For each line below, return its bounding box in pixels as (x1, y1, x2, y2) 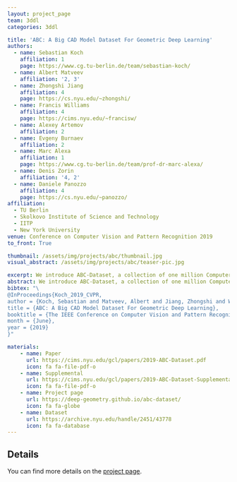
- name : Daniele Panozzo (13, 181, 87, 188)
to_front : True (7, 239, 52, 247)
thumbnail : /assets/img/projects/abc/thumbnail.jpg (7, 252, 162, 260)
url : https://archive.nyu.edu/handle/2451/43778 (25, 416, 172, 423)
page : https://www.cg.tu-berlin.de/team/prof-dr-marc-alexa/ (20, 161, 203, 168)
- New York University (13, 227, 80, 234)
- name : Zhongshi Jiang (13, 82, 83, 89)
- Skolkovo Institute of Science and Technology (13, 213, 159, 221)
